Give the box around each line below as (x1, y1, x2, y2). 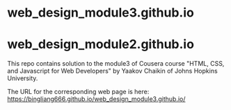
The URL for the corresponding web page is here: (7, 88, 150, 96)
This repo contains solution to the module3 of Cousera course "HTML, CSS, (7, 59, 225, 68)
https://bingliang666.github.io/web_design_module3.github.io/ (7, 95, 186, 103)
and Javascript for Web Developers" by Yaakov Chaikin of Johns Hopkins (7, 67, 218, 75)
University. (7, 74, 38, 82)
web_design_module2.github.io (7, 37, 195, 53)
